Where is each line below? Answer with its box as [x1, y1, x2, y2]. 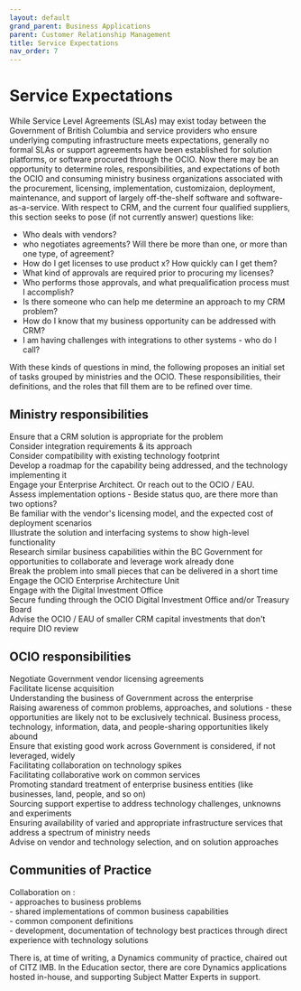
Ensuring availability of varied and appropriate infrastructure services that [9, 817, 284, 827]
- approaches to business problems [9, 896, 141, 907]
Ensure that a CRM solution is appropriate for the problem [9, 431, 223, 442]
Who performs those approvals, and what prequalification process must [22, 277, 290, 288]
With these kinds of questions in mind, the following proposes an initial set [9, 362, 286, 373]
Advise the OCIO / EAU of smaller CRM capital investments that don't [9, 613, 266, 624]
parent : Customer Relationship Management [9, 30, 171, 39]
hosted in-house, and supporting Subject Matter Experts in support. [9, 971, 261, 982]
